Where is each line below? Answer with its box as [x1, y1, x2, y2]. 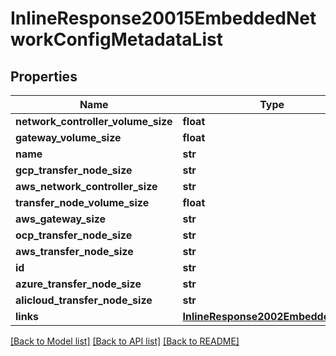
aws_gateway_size [15, 212, 107, 226]
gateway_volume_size [15, 131, 122, 144]
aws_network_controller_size [15, 180, 158, 193]
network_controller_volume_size [15, 115, 173, 128]
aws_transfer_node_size [15, 245, 134, 258]
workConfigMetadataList [10, 28, 223, 51]
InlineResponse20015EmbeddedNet [10, 7, 317, 30]
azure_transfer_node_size [15, 277, 142, 291]
